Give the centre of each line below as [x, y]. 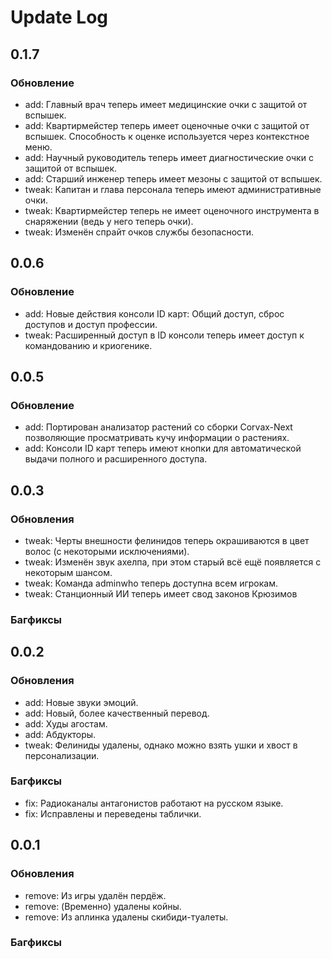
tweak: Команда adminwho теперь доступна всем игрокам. [151, 583]
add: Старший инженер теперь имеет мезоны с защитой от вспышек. [173, 178]
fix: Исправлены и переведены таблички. [113, 813]
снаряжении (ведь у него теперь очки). [109, 221]
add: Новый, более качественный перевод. [117, 713]
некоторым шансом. [68, 572]
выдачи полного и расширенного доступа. [116, 459]
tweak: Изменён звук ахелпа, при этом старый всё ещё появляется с [173, 562]
